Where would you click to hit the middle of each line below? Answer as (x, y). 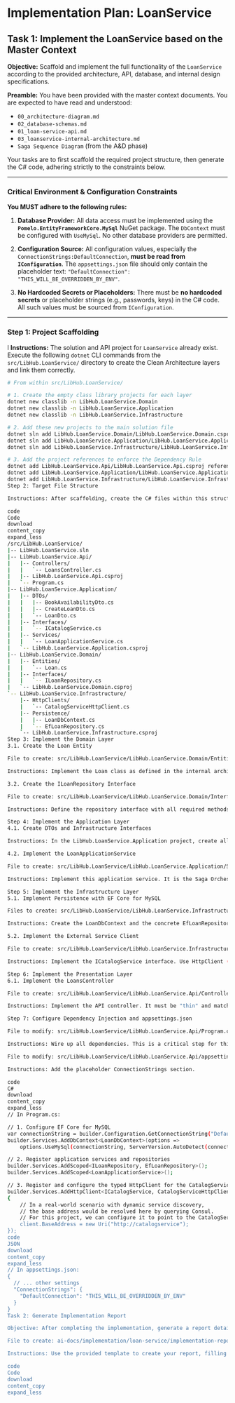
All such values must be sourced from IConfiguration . (95, 307)
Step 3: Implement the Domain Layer (60, 739)
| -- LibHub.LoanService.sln (48, 550)
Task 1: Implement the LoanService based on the (115, 39)
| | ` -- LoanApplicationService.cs (65, 642)
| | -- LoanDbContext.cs (58, 720)
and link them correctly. (41, 370)
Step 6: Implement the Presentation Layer (70, 974)
